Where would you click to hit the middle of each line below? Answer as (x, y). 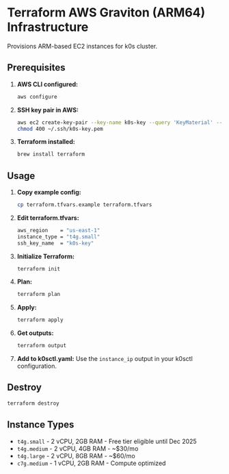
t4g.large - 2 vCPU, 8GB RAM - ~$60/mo (76, 456)
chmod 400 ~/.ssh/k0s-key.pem (60, 129)
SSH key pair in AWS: (48, 110)
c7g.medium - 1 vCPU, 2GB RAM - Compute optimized (91, 463)
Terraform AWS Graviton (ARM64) (106, 13)
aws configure (37, 97)
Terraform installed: (46, 142)
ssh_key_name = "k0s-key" (55, 243)
